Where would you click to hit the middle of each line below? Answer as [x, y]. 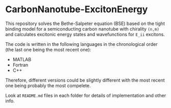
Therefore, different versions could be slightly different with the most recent [85, 80]
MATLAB [22, 59]
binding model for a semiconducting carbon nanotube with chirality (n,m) [82, 29]
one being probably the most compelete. [48, 86]
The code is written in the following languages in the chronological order [81, 44]
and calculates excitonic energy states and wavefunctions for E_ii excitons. [85, 34]
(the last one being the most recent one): [48, 49]
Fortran [20, 65]
